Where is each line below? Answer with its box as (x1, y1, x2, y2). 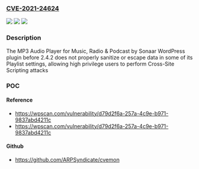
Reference (6, 96, 33, 103)
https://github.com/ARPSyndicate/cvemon (14, 156, 120, 163)
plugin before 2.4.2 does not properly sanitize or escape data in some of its (6, 54, 193, 61)
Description (6, 34, 41, 42)
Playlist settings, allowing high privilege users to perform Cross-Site (6, 60, 174, 67)
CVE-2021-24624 (6, 4, 60, 13)
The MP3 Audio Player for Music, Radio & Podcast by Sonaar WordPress (6, 47, 185, 55)
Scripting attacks (6, 66, 49, 73)
